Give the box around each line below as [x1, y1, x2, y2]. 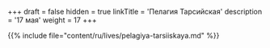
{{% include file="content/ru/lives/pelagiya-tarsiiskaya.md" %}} [7, 31, 220, 40]
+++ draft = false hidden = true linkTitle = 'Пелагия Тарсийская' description [7, 7, 263, 16]
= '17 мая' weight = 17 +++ [7, 15, 98, 25]
